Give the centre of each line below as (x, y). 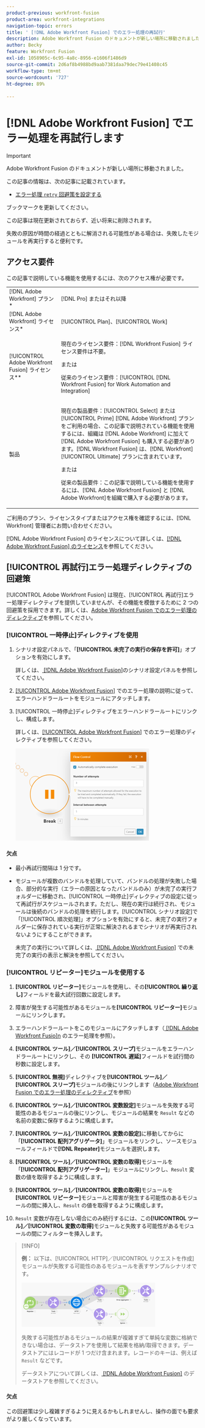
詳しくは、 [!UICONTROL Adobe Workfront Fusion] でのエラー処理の (101, 732)
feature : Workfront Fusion (41, 52)
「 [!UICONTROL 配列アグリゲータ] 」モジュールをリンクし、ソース (98, 1141)
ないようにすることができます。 (55, 935)
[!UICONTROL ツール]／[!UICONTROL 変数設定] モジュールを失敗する (102, 1105)
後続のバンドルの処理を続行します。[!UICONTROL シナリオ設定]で (115, 911)
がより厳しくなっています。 (41, 1419)
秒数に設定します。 (39, 1064)
